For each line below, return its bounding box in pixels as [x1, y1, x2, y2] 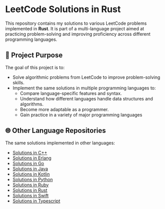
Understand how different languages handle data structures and [20, 95, 153, 101]
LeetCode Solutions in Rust [5, 4, 121, 15]
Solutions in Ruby [12, 182, 49, 188]
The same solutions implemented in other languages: [5, 140, 115, 146]
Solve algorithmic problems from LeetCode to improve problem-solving [12, 74, 160, 80]
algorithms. [20, 101, 44, 107]
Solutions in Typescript [12, 198, 60, 204]
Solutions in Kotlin [12, 171, 50, 177]
